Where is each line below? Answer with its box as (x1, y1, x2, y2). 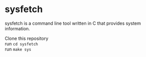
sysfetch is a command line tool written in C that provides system (5, 20, 141, 26)
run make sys (5, 46, 31, 52)
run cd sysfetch (5, 40, 39, 46)
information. (5, 25, 30, 31)
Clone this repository (5, 35, 49, 41)
